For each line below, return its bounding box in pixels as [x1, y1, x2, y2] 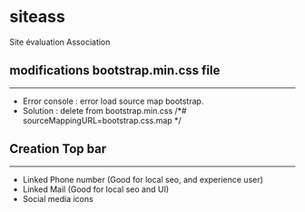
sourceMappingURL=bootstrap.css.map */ [22, 115, 182, 126]
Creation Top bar [9, 141, 107, 156]
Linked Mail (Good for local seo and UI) [22, 184, 170, 195]
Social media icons [22, 193, 93, 204]
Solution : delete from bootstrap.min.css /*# [22, 105, 188, 116]
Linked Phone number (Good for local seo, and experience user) [22, 174, 263, 185]
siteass [9, 6, 65, 27]
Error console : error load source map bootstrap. [22, 96, 204, 106]
